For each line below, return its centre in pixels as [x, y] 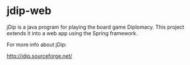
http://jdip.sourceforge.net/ [40, 56]
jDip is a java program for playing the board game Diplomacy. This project [95, 27]
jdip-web [29, 11]
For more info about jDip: [37, 45]
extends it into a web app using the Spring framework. [72, 33]
